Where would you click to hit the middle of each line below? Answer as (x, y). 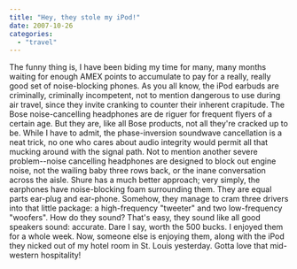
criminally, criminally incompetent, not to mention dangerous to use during (145, 96)
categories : (31, 34)
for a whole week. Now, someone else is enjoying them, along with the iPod (147, 236)
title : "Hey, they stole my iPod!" (75, 17)
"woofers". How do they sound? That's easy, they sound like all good (135, 218)
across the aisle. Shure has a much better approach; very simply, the (135, 180)
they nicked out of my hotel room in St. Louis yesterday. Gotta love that (139, 246)
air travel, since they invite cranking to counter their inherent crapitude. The (147, 105)
